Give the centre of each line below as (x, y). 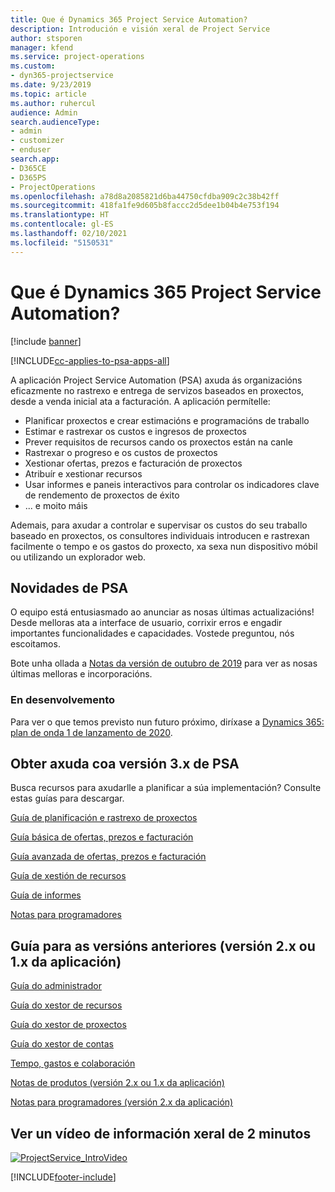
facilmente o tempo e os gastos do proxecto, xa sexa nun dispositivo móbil (164, 546)
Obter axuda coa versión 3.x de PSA (125, 764)
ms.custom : (33, 66)
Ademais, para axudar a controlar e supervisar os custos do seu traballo (159, 525)
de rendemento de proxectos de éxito (102, 495)
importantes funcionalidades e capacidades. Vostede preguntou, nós (152, 633)
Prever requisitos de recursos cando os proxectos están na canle (158, 442)
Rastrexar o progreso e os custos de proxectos (121, 452)
